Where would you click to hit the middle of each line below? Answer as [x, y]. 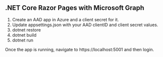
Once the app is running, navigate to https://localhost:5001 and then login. [80, 49]
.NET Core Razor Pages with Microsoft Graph [75, 8]
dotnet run [23, 40]
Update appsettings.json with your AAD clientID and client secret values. [85, 25]
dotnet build [24, 35]
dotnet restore [26, 30]
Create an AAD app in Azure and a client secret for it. [65, 19]
